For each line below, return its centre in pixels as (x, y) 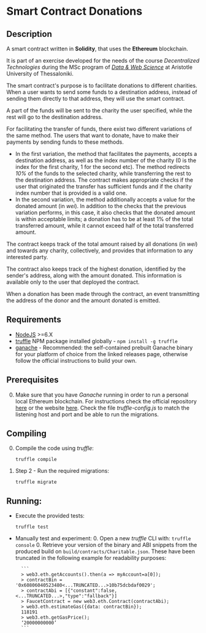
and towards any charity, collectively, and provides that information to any (100, 250)
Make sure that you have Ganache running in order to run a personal (102, 395)
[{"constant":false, (91, 591)
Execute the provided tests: (50, 516)
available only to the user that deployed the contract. (73, 282)
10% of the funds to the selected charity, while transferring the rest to (103, 173)
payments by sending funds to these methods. (65, 142)
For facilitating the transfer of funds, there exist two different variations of (99, 129)
